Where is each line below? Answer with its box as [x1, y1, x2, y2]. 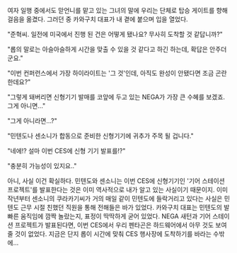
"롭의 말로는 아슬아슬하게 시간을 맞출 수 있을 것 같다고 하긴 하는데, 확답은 [7, 45, 209, 53]
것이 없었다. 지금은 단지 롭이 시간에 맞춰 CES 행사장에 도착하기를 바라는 [14, 230, 212, 238]
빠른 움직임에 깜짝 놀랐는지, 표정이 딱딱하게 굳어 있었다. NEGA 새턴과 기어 [7, 212, 211, 220]
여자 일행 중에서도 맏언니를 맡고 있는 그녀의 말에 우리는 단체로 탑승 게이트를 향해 [7, 6, 229, 14]
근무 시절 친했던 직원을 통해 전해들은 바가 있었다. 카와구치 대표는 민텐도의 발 [20, 204, 230, 211]
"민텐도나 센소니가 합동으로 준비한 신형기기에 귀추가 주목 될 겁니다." [7, 131, 194, 140]
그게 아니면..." [7, 102, 46, 110]
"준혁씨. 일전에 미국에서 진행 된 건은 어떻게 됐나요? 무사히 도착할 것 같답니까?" [7, 30, 223, 38]
